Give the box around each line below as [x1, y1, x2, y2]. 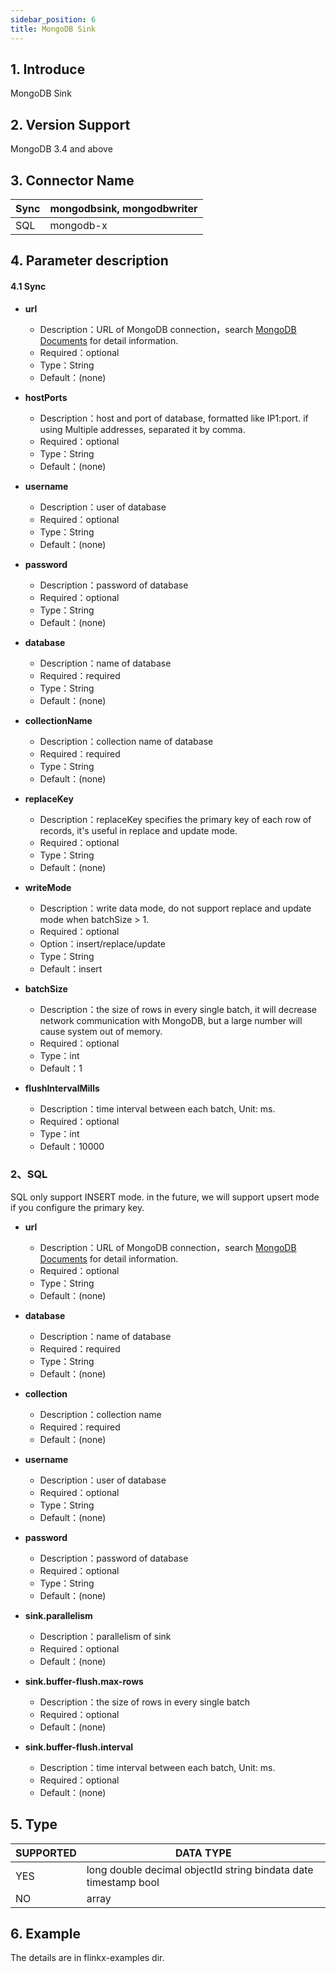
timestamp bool [86, 1875, 160, 1889]
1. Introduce [10, 61, 86, 78]
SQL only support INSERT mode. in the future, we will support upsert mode [10, 1191, 320, 1203]
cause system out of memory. [39, 1025, 163, 1037]
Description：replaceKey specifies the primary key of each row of [39, 813, 312, 825]
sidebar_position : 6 [10, 14, 97, 25]
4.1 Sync [10, 280, 47, 292]
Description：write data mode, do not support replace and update [39, 902, 312, 914]
